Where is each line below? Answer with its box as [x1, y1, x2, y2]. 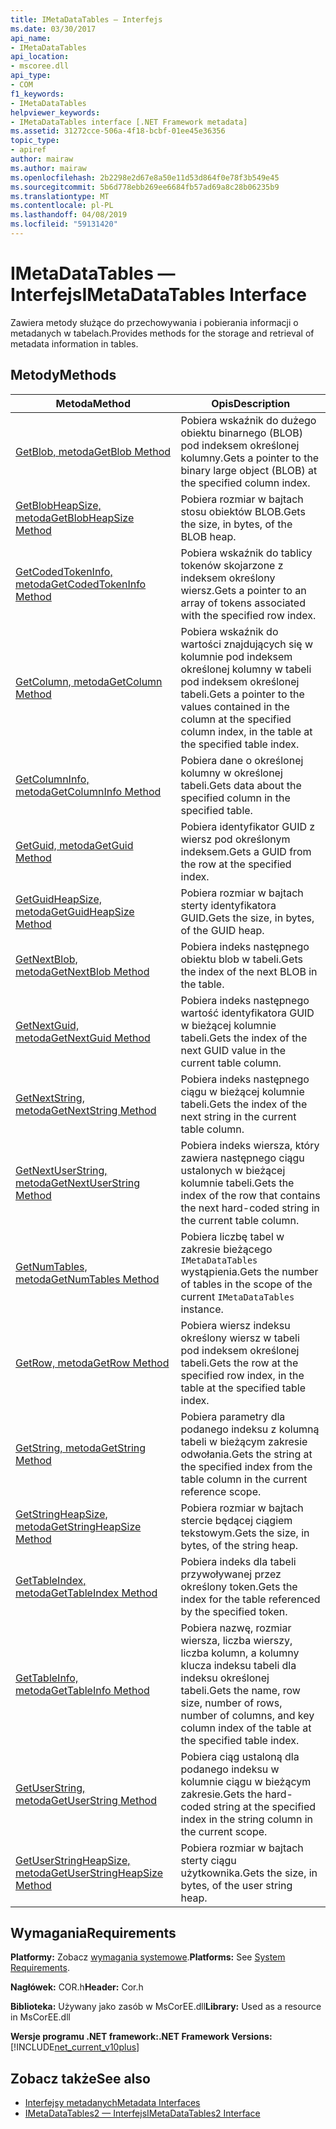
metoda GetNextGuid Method [15, 1031, 151, 1045]
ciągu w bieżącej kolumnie [180, 1084, 305, 1098]
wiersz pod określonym [180, 832, 291, 846]
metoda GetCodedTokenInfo [15, 577, 147, 591]
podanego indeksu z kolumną [180, 1422, 320, 1436]
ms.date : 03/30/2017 [10, 24, 97, 34]
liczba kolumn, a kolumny [180, 1646, 300, 1660]
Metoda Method [55, 396, 132, 410]
